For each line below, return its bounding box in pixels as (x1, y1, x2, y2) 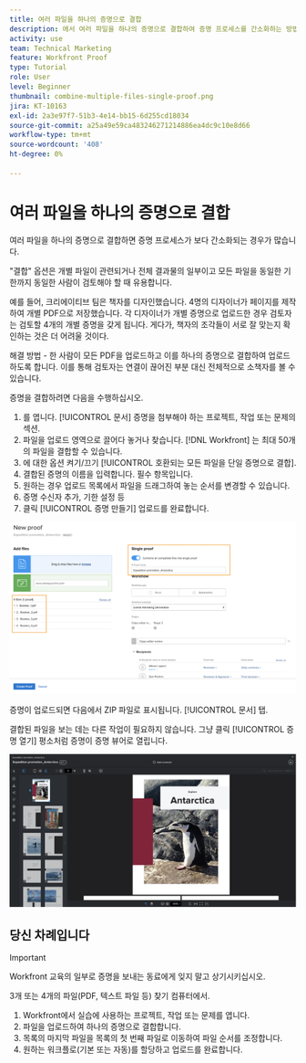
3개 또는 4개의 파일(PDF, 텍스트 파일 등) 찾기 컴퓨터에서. (9, 990, 210, 1001)
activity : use (9, 34, 64, 43)
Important (9, 952, 46, 963)
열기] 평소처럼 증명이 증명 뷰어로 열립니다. (18, 735, 168, 746)
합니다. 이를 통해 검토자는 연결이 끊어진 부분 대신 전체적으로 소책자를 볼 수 (33, 361, 296, 372)
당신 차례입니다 (9, 927, 90, 942)
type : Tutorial (9, 63, 67, 72)
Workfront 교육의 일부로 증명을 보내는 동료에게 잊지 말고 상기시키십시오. (9, 971, 266, 982)
